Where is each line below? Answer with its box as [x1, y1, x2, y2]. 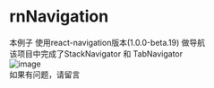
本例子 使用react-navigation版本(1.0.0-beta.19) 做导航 [9, 37, 206, 48]
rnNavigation [9, 6, 109, 27]
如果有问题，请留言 [9, 69, 81, 80]
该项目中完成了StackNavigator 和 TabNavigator [9, 48, 184, 59]
